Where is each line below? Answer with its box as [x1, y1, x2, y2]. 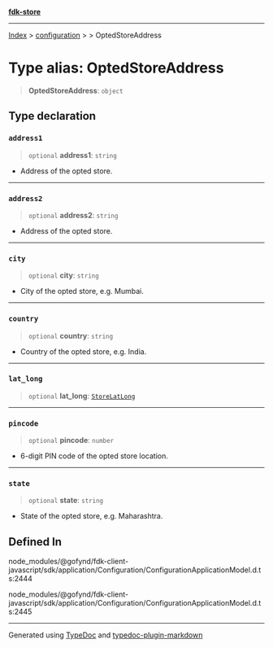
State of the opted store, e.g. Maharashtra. [19, 511, 163, 521]
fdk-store [8, 7, 41, 16]
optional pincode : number [28, 436, 115, 445]
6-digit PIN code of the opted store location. [19, 451, 168, 461]
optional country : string [28, 331, 114, 340]
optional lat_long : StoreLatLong [28, 391, 136, 401]
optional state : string [28, 496, 104, 506]
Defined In [8, 535, 63, 549]
